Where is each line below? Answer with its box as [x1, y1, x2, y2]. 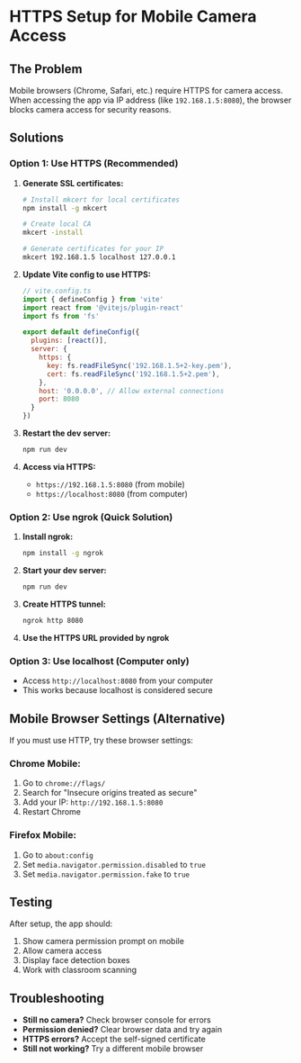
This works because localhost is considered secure [22, 685, 213, 696]
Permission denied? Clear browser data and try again [22, 1024, 223, 1035]
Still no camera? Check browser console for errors [22, 1014, 211, 1025]
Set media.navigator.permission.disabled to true [22, 859, 207, 869]
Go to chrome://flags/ [22, 778, 106, 788]
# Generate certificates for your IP [22, 245, 164, 254]
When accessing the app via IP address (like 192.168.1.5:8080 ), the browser [9, 95, 292, 105]
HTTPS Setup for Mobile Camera [9, 6, 258, 27]
